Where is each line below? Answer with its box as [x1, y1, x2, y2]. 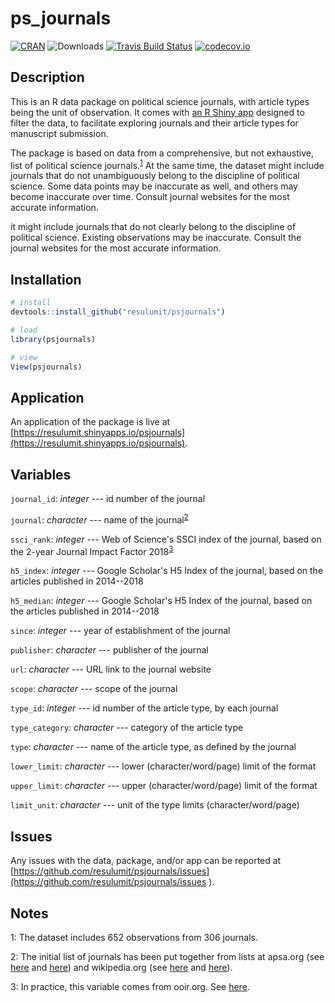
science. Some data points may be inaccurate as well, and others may [10, 180, 298, 192]
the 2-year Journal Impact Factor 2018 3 [10, 543, 174, 557]
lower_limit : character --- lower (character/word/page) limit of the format [10, 760, 317, 772]
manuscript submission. [10, 127, 109, 139]
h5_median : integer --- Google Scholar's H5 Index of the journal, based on [10, 595, 313, 607]
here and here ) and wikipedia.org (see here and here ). [10, 962, 233, 974]
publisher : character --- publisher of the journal [10, 644, 209, 656]
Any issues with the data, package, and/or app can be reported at [10, 855, 282, 867]
